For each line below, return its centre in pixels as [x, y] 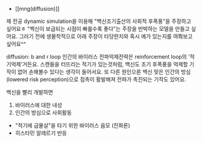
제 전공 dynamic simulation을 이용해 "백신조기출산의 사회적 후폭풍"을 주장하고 [99, 21]
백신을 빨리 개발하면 [30, 92]
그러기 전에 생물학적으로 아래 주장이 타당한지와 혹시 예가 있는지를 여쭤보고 [106, 36]
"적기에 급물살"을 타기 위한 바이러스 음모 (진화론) [73, 125]
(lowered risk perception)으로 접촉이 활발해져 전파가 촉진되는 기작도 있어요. [96, 79]
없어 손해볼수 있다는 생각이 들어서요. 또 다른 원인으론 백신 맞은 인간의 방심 [104, 72]
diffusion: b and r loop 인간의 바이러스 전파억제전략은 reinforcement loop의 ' [98, 56]
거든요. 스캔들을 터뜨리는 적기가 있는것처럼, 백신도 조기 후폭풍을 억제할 [105, 64]
